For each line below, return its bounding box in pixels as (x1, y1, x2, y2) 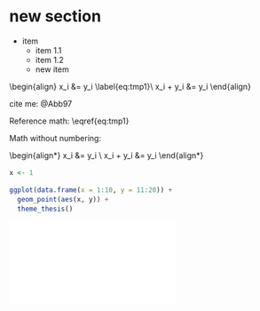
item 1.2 (35, 54, 65, 65)
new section (9, 6, 102, 27)
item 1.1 (35, 44, 62, 55)
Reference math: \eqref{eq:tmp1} (9, 116, 130, 126)
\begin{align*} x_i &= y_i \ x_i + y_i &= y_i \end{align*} (9, 149, 204, 161)
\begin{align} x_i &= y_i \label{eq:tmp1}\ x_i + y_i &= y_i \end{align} (9, 81, 251, 92)
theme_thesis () (17, 204, 74, 213)
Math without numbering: (9, 132, 102, 143)
